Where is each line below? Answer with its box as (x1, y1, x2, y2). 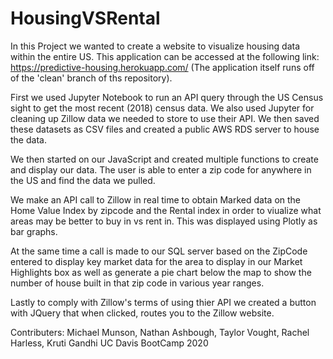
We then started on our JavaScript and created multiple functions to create (10, 153, 319, 165)
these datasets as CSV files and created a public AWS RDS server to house (10, 123, 320, 135)
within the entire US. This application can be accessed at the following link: (10, 50, 320, 62)
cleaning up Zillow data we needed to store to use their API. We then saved (10, 112, 320, 124)
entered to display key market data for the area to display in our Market (10, 255, 303, 267)
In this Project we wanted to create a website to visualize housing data (10, 40, 301, 52)
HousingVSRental (10, 7, 161, 30)
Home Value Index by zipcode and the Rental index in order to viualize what (10, 204, 322, 216)
